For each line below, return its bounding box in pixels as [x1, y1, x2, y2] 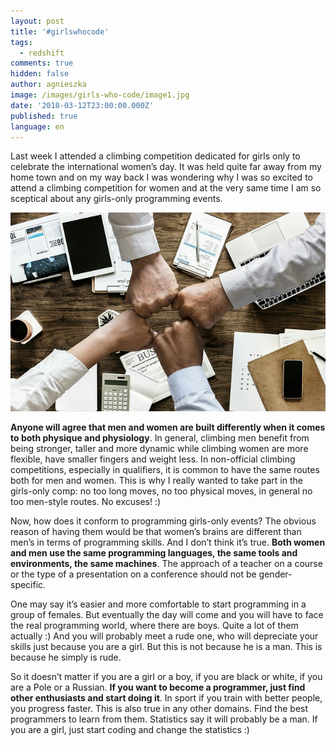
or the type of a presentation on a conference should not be [10, 568, 257, 580]
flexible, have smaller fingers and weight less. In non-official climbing [10, 453, 296, 465]
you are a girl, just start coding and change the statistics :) [10, 723, 250, 735]
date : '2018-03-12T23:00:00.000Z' [10, 100, 155, 110]
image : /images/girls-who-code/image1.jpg [10, 90, 190, 100]
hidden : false [10, 69, 70, 79]
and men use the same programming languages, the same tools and [10, 546, 298, 559]
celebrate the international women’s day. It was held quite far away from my [10, 161, 322, 173]
